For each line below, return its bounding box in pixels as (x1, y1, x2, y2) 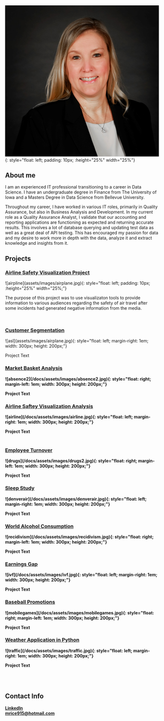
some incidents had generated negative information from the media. (5, 305, 142, 311)
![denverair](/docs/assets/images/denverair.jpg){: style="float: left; (5, 496, 147, 502)
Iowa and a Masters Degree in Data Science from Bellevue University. (5, 194, 145, 200)
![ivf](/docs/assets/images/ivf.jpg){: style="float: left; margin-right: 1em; (5, 572, 158, 578)
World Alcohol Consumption (5, 523, 74, 530)
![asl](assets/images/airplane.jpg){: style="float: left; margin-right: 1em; (5, 338, 149, 344)
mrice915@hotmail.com (5, 710, 55, 716)
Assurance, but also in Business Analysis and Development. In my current (5, 209, 153, 215)
